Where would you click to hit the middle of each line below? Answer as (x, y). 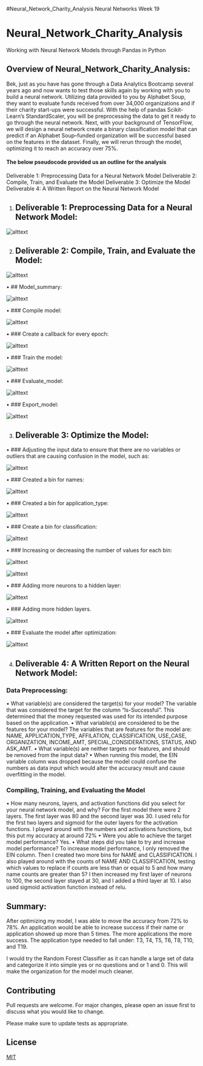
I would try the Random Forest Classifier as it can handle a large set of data (100, 959)
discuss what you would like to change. (55, 1011)
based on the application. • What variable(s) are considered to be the (93, 723)
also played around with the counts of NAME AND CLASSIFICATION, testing (101, 861)
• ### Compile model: (34, 310)
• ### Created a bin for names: (45, 480)
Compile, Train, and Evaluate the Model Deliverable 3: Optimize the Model (98, 182)
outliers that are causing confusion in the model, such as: (78, 456)
